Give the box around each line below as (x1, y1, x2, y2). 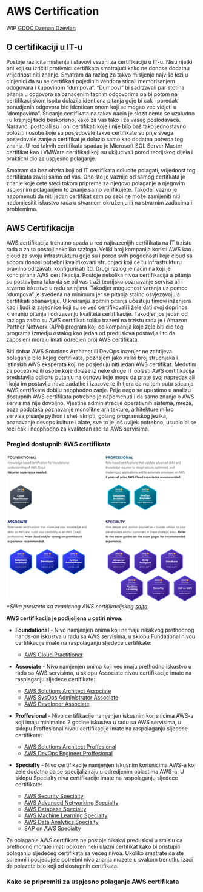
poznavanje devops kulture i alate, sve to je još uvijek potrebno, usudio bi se (6, 418, 197, 426)
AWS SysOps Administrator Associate (24, 694, 119, 701)
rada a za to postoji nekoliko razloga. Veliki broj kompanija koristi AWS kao (6, 245, 192, 253)
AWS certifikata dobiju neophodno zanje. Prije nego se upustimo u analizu (6, 386, 191, 393)
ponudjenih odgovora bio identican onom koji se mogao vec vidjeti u (6, 103, 177, 111)
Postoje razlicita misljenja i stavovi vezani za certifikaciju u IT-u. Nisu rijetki (6, 58, 193, 65)
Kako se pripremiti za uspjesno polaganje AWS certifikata (6, 877, 179, 886)
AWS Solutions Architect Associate (24, 687, 111, 695)
